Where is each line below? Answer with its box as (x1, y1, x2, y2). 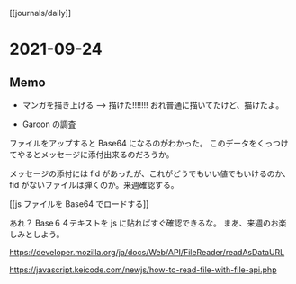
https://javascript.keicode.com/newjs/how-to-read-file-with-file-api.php (9, 264, 277, 275)
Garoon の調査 (22, 119, 76, 129)
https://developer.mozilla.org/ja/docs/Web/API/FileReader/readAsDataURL (9, 247, 285, 257)
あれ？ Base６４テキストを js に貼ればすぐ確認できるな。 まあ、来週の (9, 217, 272, 228)
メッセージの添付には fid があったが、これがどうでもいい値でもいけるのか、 (9, 168, 291, 179)
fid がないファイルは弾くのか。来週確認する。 (9, 180, 179, 190)
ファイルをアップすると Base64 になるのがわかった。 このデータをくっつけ (9, 138, 290, 148)
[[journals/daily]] (9, 8, 72, 18)
